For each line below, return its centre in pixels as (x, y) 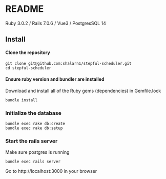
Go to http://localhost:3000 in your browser (51, 171)
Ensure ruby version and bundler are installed (55, 79)
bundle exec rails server (33, 162)
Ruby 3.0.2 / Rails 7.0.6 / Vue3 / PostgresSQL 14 (56, 23)
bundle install (22, 100)
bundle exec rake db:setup (34, 128)
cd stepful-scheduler (28, 68)
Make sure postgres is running (37, 152)
